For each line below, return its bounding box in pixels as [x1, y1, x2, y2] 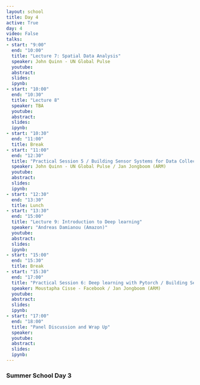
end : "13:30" [11, 197, 44, 203]
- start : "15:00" [6, 252, 49, 258]
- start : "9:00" [6, 42, 46, 48]
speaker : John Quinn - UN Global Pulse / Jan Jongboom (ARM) [11, 164, 167, 170]
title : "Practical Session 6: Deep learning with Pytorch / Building [11, 280, 187, 286]
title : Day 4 [6, 14, 39, 20]
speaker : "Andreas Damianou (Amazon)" [11, 224, 108, 230]
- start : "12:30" [6, 191, 49, 197]
